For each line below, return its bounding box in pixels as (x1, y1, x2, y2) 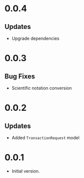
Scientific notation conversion (11, 85, 72, 91)
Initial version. (11, 168, 40, 174)
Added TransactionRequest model (11, 135, 80, 140)
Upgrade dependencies (11, 35, 60, 41)
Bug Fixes (4, 72, 35, 80)
